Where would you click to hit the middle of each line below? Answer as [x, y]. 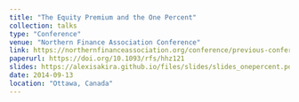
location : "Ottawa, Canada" [61, 83]
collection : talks [43, 26]
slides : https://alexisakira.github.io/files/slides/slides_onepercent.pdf [153, 67]
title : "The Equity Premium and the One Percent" [103, 17]
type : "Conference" [45, 34]
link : [19, 51]
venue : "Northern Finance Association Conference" [105, 42]
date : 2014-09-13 [41, 75]
